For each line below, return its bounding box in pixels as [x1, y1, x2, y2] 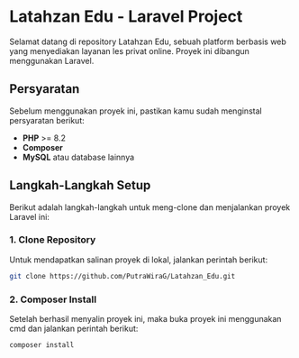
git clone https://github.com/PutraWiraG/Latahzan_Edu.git [9, 271, 236, 280]
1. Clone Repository [9, 234, 96, 246]
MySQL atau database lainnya [22, 151, 135, 162]
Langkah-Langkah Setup [9, 178, 151, 193]
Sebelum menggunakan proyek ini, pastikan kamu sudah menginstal [9, 106, 263, 116]
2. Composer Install [9, 293, 97, 306]
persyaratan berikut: [9, 115, 86, 125]
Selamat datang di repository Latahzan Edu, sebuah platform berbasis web [9, 36, 286, 47]
